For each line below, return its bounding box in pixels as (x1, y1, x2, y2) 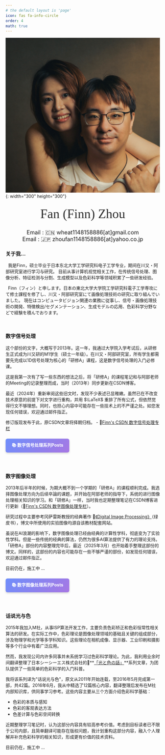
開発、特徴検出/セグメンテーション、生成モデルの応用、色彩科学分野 (14, 304, 153, 310)
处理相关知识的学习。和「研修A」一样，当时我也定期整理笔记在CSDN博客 (5, 497, 154, 503)
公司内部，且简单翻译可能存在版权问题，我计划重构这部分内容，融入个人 (9, 728, 156, 734)
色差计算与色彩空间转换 (12, 711, 60, 717)
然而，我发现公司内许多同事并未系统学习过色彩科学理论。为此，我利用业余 (5, 654, 156, 660)
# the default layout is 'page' (5, 8, 71, 13)
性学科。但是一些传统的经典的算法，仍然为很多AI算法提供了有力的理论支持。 (5, 536, 160, 542)
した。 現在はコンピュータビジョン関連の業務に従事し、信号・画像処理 (9, 297, 153, 303)
